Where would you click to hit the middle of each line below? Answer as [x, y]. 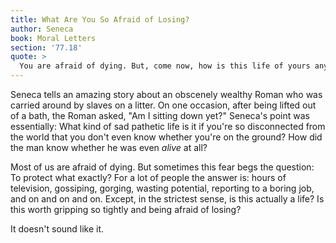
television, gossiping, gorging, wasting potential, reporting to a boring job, [162, 188]
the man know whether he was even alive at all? [109, 147]
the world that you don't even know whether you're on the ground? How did [166, 137]
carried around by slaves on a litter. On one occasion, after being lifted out [163, 105]
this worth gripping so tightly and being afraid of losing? [126, 209]
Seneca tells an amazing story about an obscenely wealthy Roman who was [166, 94]
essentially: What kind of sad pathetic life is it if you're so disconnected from [168, 126]
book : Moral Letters [53, 38]
